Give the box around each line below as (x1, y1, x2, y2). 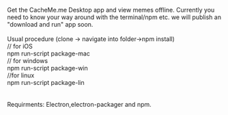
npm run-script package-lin (7, 79, 85, 86)
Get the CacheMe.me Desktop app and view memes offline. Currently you (7, 6, 215, 14)
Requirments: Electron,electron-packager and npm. (7, 101, 152, 108)
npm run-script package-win (7, 64, 88, 72)
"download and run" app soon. (7, 21, 94, 28)
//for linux (7, 71, 35, 79)
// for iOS (7, 42, 33, 50)
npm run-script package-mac (7, 49, 91, 57)
